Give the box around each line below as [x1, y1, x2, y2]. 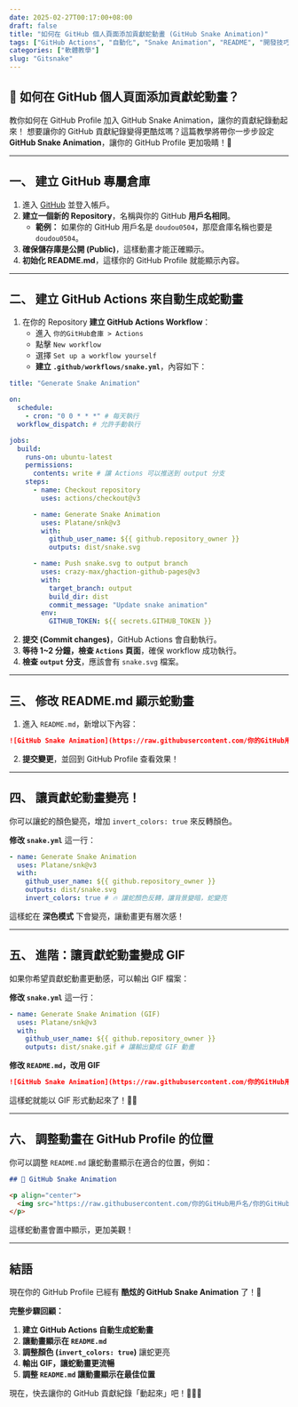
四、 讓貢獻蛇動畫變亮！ [9, 791, 140, 806]
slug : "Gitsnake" [9, 54, 74, 63]
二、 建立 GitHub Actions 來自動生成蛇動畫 [9, 292, 244, 307]
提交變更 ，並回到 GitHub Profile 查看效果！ [21, 753, 179, 764]
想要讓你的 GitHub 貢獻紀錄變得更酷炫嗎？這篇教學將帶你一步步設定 [26, 125, 275, 136]
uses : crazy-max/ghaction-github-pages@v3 [41, 567, 200, 576]
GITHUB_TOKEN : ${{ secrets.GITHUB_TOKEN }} [48, 617, 213, 626]
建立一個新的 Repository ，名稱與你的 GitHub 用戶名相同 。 [21, 210, 235, 221]
